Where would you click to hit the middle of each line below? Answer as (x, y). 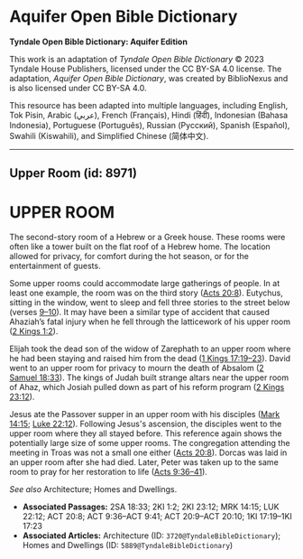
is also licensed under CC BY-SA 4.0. (78, 88)
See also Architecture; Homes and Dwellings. (93, 489)
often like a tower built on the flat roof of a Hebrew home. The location (140, 247)
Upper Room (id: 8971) (73, 173)
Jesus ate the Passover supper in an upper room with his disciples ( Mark (145, 415)
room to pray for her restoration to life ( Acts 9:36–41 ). (108, 472)
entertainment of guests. (55, 266)
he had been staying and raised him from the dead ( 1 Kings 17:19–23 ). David (150, 359)
